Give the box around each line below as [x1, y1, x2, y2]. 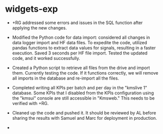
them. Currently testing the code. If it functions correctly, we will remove [12, 70, 159, 76]
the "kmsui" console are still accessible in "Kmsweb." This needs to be [12, 95, 155, 101]
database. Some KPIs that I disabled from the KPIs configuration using [12, 90, 154, 96]
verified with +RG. [12, 100, 49, 106]
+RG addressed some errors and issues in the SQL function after [12, 20, 143, 26]
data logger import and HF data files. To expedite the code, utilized [12, 39, 147, 45]
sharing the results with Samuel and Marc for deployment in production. [12, 115, 158, 121]
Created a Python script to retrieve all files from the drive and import [12, 65, 150, 71]
